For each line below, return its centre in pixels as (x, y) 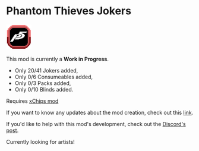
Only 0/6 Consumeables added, (54, 77)
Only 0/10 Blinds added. (44, 89)
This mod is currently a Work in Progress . (57, 59)
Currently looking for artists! (41, 141)
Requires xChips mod (32, 101)
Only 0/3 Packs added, (43, 83)
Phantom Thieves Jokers (69, 11)
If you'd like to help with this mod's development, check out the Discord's (96, 124)
